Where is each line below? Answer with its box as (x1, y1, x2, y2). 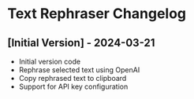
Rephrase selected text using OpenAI (18, 65, 140, 75)
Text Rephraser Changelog (7, 5, 187, 23)
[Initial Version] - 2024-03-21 (7, 36, 155, 49)
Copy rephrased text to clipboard (18, 74, 127, 82)
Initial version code (18, 57, 80, 66)
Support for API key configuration (18, 82, 129, 91)
